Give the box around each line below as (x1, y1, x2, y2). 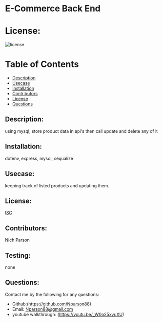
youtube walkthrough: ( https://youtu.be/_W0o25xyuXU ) (12, 311, 124, 317)
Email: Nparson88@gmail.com (12, 306, 73, 312)
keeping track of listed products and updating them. (5, 182, 110, 189)
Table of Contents (5, 59, 79, 70)
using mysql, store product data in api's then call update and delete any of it (5, 128, 158, 134)
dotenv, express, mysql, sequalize (5, 155, 73, 161)
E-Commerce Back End (5, 3, 101, 14)
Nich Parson (5, 237, 30, 243)
